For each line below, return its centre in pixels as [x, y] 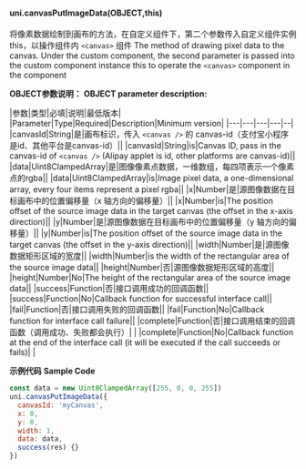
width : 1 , [36, 431]
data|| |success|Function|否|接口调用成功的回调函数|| [109, 289]
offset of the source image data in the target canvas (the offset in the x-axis [151, 211]
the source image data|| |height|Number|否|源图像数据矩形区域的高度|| [142, 268]
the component [38, 75]
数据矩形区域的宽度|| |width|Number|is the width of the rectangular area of [149, 256]
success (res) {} [48, 448]
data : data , [41, 439]
